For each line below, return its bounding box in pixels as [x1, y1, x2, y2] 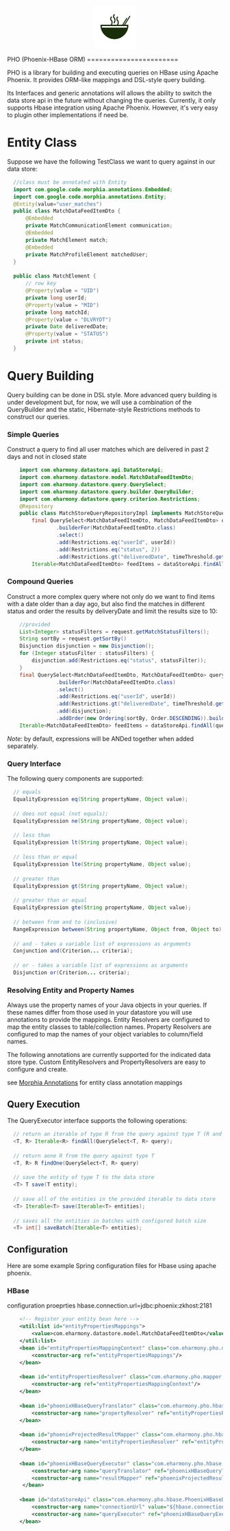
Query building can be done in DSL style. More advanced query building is [7, 390, 218, 399]
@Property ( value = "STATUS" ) [25, 331, 109, 338]
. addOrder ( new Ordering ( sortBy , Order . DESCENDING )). [55, 715, 210, 722]
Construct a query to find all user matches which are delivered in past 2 [7, 445, 209, 453]
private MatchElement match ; [25, 236, 109, 243]
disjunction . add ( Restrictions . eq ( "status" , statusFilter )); [31, 657, 207, 664]
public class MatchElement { [13, 273, 97, 279]
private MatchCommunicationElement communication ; [25, 222, 173, 229]
